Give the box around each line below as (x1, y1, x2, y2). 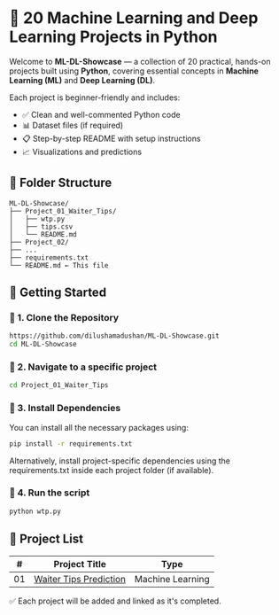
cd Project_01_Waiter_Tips (9, 381, 109, 390)
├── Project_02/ (9, 237, 69, 246)
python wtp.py (9, 507, 62, 516)
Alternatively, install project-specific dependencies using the (9, 455, 230, 466)
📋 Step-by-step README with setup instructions (21, 133, 201, 144)
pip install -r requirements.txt (9, 439, 133, 448)
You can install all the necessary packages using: (9, 422, 189, 432)
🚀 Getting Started (9, 285, 107, 300)
